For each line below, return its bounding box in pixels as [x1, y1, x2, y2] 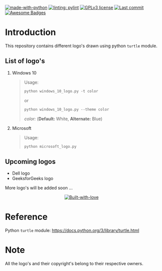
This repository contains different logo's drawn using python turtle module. [5, 43, 158, 49]
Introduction [5, 27, 56, 38]
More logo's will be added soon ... [5, 185, 73, 191]
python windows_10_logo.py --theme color [24, 107, 109, 112]
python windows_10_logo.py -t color [24, 89, 98, 93]
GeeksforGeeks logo [12, 176, 53, 181]
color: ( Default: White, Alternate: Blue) [24, 116, 103, 122]
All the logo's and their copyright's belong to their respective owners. [5, 261, 144, 267]
